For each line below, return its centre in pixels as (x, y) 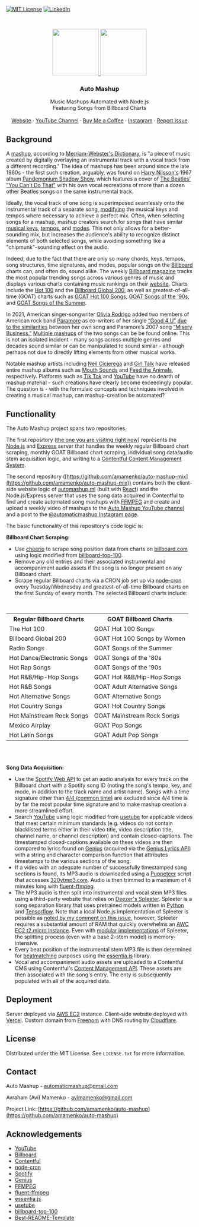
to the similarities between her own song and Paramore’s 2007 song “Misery (99, 327)
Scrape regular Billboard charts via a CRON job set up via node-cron (98, 580)
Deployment (29, 1000)
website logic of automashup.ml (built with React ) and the (88, 489)
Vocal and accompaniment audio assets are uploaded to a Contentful (99, 962)
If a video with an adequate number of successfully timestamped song (101, 867)
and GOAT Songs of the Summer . (46, 303)
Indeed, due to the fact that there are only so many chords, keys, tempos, (96, 259)
